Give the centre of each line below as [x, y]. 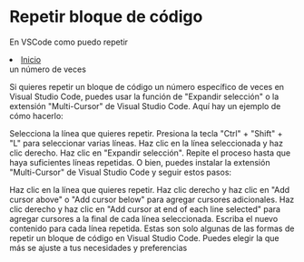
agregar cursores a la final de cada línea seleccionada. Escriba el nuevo [144, 218]
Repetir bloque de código [106, 17]
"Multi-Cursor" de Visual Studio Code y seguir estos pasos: [121, 172]
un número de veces [48, 69]
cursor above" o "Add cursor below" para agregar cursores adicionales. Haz [152, 199]
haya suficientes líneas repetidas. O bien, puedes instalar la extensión [140, 162]
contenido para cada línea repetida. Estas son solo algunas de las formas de [152, 228]
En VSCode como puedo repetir [69, 42]
